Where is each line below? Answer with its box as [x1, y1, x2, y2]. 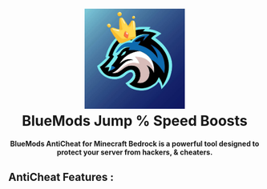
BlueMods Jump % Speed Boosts [21, 112, 249, 131]
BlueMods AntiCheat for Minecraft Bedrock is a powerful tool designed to [10, 139, 260, 148]
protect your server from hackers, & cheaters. [56, 147, 213, 157]
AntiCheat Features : [8, 171, 114, 184]
